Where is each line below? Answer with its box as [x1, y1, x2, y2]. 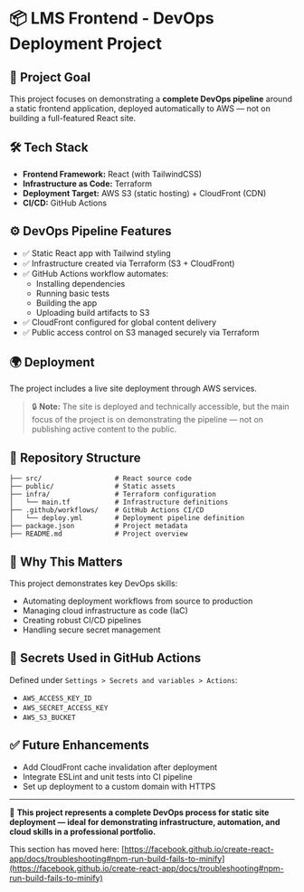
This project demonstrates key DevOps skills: [9, 578, 178, 589]
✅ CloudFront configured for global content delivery [22, 317, 217, 327]
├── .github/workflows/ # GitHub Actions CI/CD [9, 506, 204, 515]
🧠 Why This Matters [9, 554, 123, 569]
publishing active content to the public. [31, 423, 177, 435]
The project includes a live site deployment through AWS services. [9, 383, 258, 394]
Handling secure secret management [22, 624, 161, 635]
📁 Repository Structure [9, 450, 141, 465]
